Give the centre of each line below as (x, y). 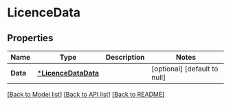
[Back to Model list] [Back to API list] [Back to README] (86, 94)
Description (125, 57)
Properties (30, 38)
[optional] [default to (185, 69)
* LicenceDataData (68, 73)
